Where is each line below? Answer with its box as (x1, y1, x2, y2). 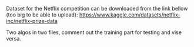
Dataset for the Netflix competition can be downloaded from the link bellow (6, 5, 188, 12)
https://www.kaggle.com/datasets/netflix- (79, 11, 180, 18)
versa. (6, 35, 22, 42)
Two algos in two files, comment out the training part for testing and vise (6, 29, 182, 36)
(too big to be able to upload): (6, 11, 78, 18)
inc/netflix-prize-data (6, 18, 58, 24)
